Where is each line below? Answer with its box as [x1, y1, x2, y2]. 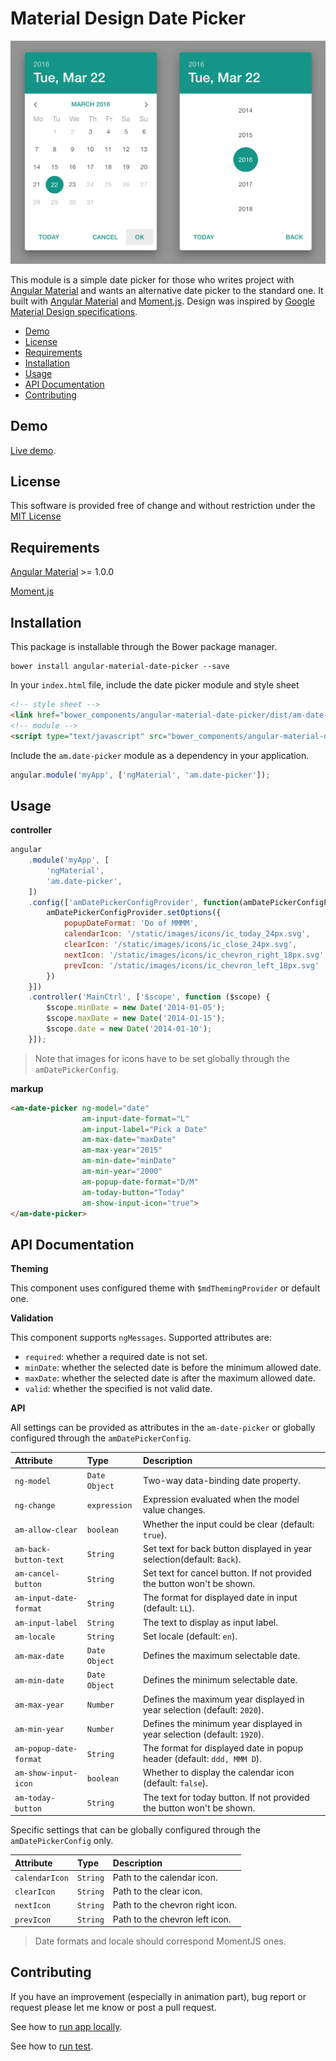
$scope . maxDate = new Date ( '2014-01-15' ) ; [46, 1013, 226, 1024]
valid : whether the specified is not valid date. [24, 1383, 213, 1395]
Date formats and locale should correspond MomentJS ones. [34, 1935, 287, 1947]
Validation [10, 1312, 54, 1324]
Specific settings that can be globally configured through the [10, 1824, 261, 1836]
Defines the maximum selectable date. [143, 1649, 301, 1661]
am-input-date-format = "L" [81, 1113, 190, 1124]
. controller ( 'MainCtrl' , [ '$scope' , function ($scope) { [28, 992, 271, 1002]
